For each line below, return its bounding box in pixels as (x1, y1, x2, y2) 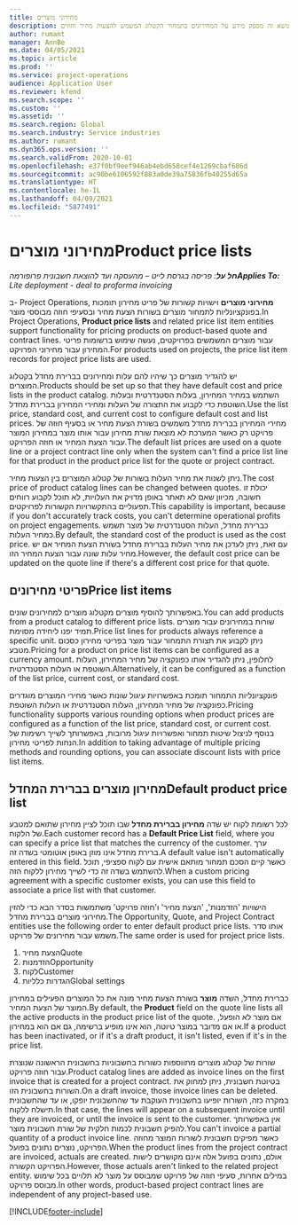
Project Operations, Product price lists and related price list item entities (9, 316, 275, 326)
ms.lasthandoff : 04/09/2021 (9, 194, 114, 204)
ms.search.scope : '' (9, 95, 86, 105)
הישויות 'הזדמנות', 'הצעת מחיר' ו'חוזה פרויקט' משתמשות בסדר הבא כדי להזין (9, 902, 267, 913)
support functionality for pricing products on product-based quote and (9, 325, 268, 335)
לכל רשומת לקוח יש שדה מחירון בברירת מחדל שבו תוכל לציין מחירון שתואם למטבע (9, 819, 288, 829)
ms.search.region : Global (9, 121, 105, 130)
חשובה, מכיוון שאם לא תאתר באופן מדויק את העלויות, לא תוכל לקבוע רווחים (9, 491, 262, 502)
